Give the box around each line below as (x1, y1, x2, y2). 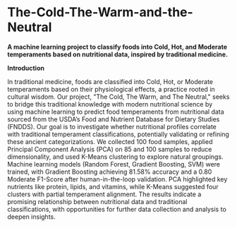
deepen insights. (7, 212, 56, 221)
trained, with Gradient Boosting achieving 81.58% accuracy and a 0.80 (7, 167, 212, 176)
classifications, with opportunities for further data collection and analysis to (7, 205, 227, 213)
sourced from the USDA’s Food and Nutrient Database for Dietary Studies (7, 114, 220, 124)
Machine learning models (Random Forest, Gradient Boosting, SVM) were (7, 160, 221, 168)
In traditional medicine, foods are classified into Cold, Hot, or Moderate (7, 77, 214, 85)
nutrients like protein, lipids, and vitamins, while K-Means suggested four (7, 182, 219, 191)
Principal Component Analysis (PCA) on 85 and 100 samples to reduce (7, 145, 212, 153)
